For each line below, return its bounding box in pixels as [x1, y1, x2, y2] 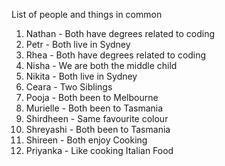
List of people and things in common [11, 9, 163, 20]
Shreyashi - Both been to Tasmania [25, 124, 171, 135]
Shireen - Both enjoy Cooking [25, 134, 148, 146]
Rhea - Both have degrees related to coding [25, 49, 207, 61]
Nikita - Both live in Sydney [25, 70, 138, 82]
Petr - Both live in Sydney [25, 39, 131, 50]
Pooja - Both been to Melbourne [25, 92, 159, 103]
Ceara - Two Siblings [25, 81, 113, 93]
